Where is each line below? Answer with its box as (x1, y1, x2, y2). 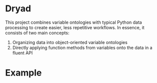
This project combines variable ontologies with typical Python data (5, 19, 142, 25)
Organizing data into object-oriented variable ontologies (12, 39, 128, 45)
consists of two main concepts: (5, 30, 70, 36)
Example (5, 67, 42, 79)
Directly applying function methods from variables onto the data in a (12, 44, 153, 50)
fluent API (12, 50, 33, 56)
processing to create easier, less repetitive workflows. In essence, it (5, 24, 145, 30)
